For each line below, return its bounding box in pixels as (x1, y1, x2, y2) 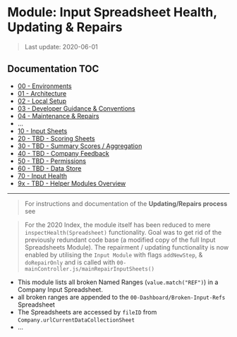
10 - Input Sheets (17, 126, 68, 135)
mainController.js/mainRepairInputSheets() (24, 265, 155, 272)
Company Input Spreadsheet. (17, 285, 104, 293)
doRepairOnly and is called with (24, 258, 116, 266)
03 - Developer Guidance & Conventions (17, 104, 135, 113)
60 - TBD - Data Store (17, 164, 82, 173)
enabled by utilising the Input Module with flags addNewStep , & (24, 250, 203, 259)
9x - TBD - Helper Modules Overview (17, 179, 126, 188)
